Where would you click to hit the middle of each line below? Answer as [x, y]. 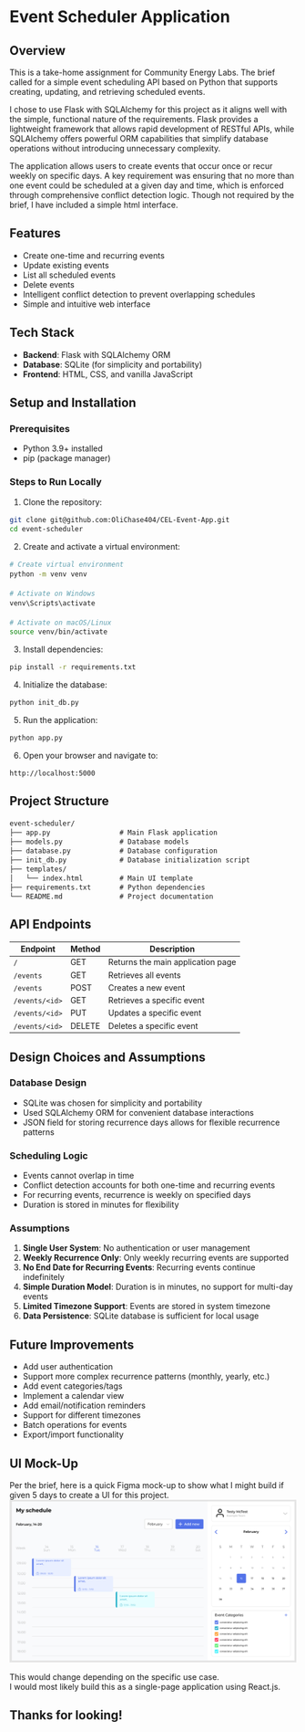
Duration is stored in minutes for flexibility [101, 1205]
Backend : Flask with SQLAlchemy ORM [97, 354]
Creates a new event [147, 987]
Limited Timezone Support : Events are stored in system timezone [147, 1307]
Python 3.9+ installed [62, 448]
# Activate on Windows [52, 593]
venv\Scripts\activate [52, 603]
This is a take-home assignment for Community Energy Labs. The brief [142, 72]
